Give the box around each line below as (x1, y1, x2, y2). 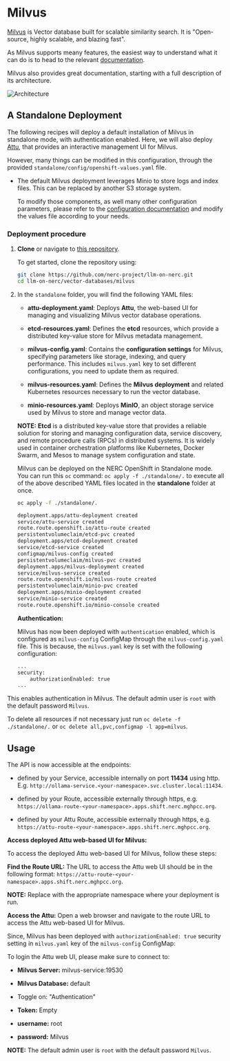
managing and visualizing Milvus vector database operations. (27, 311, 202, 319)
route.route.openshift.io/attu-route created (17, 525, 150, 532)
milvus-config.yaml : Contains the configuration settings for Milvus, (27, 344, 224, 353)
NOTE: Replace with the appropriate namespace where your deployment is (7, 891, 220, 899)
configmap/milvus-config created (17, 550, 114, 557)
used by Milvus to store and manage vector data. (27, 408, 167, 416)
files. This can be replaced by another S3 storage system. (17, 184, 181, 192)
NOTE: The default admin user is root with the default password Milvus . (7, 1046, 211, 1055)
